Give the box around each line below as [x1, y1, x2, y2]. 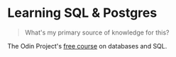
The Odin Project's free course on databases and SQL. [7, 42, 167, 50]
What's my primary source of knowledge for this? [24, 28, 170, 37]
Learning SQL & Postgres [7, 5, 158, 21]
